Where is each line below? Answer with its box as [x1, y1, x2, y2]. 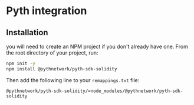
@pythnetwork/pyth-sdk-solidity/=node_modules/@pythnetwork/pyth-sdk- [6, 88, 183, 94]
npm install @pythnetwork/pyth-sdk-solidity [6, 66, 117, 72]
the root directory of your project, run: [6, 49, 98, 56]
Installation [6, 28, 48, 38]
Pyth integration [6, 4, 87, 18]
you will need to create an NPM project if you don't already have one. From [6, 43, 189, 50]
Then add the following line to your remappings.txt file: [6, 76, 140, 83]
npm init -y [6, 60, 35, 66]
